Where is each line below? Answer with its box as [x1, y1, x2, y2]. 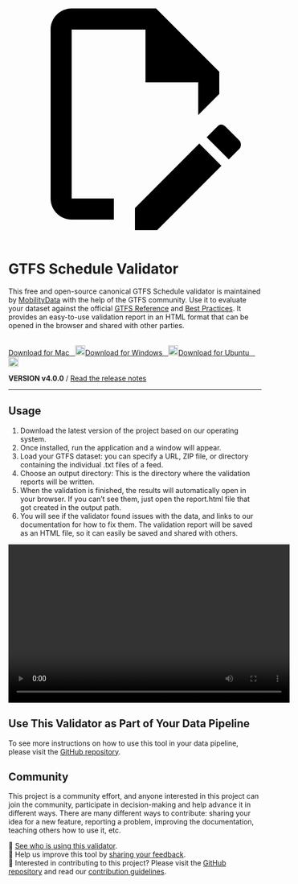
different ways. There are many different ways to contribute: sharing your [8, 808, 251, 818]
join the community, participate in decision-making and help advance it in [8, 800, 251, 810]
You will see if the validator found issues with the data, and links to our [19, 511, 254, 520]
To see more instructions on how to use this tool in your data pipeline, [8, 738, 239, 748]
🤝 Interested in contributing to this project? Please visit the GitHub [8, 858, 227, 868]
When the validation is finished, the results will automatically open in [19, 485, 247, 495]
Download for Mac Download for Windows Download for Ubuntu [8, 347, 250, 357]
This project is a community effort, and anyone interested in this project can [8, 791, 259, 801]
